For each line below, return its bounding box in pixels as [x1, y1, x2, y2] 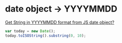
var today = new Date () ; [5, 29, 56, 33]
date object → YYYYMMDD [5, 3, 118, 14]
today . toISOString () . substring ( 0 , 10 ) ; [5, 33, 86, 38]
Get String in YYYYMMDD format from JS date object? [5, 19, 115, 25]
